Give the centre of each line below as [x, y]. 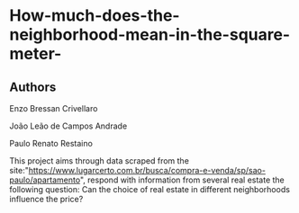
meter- [36, 54]
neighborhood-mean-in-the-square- [150, 35]
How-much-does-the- [95, 16]
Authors [33, 87]
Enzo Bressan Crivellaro [54, 108]
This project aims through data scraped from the [99, 161]
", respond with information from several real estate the [182, 180]
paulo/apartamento [45, 180]
